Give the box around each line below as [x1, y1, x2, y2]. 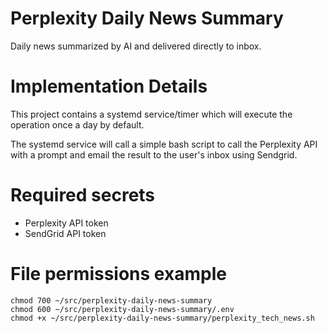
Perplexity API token [24, 217, 109, 229]
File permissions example [10, 263, 227, 285]
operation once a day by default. [10, 118, 145, 131]
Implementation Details [10, 75, 208, 98]
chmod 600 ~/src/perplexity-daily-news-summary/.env [10, 304, 235, 314]
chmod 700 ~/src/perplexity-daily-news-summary [10, 295, 213, 306]
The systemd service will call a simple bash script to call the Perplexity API [10, 138, 318, 150]
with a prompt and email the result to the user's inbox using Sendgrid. [10, 148, 298, 161]
